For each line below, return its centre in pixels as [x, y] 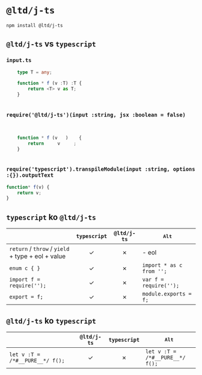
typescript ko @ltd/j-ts [51, 217]
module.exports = [167, 294]
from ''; [155, 271]
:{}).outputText [30, 175]
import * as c [162, 265]
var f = [153, 280]
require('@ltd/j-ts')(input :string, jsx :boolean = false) [96, 115]
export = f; [26, 297]
